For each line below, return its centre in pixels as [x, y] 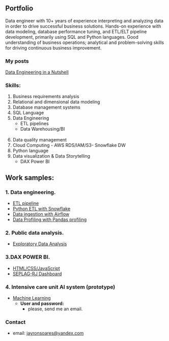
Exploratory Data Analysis [40, 244]
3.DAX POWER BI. [28, 257]
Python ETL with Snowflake [41, 209]
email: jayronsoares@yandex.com [48, 333]
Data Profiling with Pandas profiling [50, 220]
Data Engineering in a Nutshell [37, 72]
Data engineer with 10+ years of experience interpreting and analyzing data [84, 20]
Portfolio [19, 8]
